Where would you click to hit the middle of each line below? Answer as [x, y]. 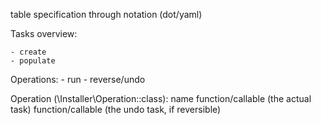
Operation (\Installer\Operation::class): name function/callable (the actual [161, 98]
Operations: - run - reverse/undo [78, 79]
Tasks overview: [44, 33]
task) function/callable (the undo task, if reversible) [116, 109]
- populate [33, 61]
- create [28, 52]
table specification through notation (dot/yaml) [106, 14]
